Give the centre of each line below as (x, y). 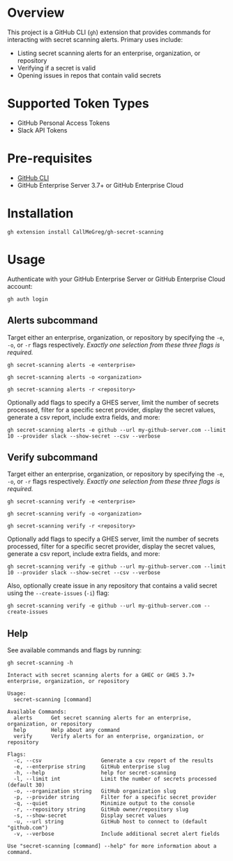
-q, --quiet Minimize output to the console (104, 804)
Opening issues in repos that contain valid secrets (89, 75)
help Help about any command (67, 731)
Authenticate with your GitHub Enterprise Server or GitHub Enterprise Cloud (116, 279)
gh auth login (28, 299)
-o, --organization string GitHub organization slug (95, 791)
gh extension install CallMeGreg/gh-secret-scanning (85, 232)
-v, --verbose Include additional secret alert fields (116, 834)
